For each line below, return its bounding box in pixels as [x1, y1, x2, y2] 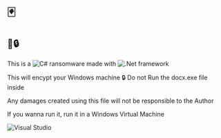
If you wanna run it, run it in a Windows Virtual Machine [7, 110, 164, 118]
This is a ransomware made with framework [7, 59, 169, 68]
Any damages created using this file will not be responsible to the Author [7, 97, 214, 105]
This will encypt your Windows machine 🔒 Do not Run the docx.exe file [7, 73, 208, 81]
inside [7, 83, 25, 91]
